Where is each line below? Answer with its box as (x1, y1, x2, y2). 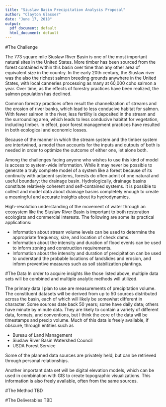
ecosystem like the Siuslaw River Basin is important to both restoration (5, 209, 150, 215)
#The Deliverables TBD (5, 397, 53, 403)
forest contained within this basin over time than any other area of (5, 64, 140, 70)
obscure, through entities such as (5, 322, 74, 328)
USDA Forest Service (12, 343, 56, 349)
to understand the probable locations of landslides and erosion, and (12, 256, 152, 262)
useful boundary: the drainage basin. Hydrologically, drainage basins (5, 178, 147, 184)
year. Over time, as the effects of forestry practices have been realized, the (5, 86, 159, 91)
